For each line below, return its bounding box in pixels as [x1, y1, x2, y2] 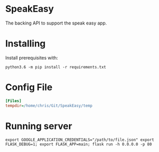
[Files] [5, 98, 22, 104]
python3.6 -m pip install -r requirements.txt [5, 64, 106, 69]
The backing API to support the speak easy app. [5, 20, 107, 26]
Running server [5, 120, 73, 132]
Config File [5, 82, 53, 93]
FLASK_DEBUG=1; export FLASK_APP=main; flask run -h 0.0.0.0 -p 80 [5, 141, 152, 147]
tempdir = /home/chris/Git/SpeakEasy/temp [5, 103, 93, 108]
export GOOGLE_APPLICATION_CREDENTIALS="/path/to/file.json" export [5, 137, 154, 142]
